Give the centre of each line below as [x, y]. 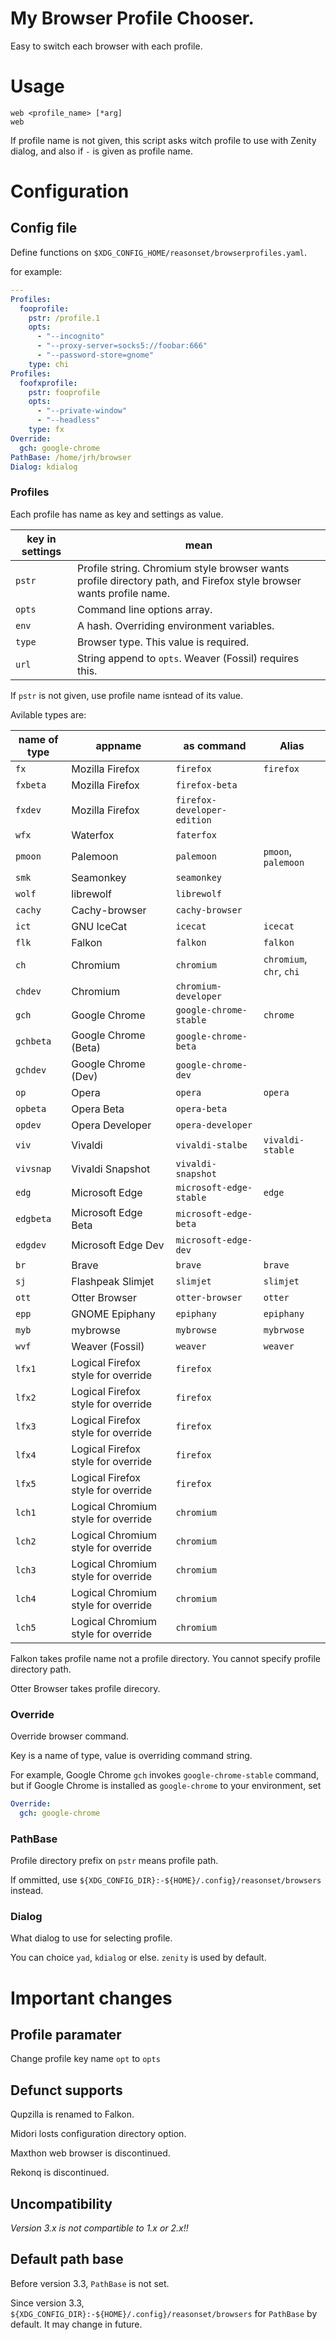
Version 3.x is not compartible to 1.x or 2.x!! [99, 2228]
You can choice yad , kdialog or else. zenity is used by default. [138, 1958]
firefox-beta [206, 785]
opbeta [31, 1108]
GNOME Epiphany [113, 1314]
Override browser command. [70, 1736]
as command [215, 745]
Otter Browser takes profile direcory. [85, 1688]
